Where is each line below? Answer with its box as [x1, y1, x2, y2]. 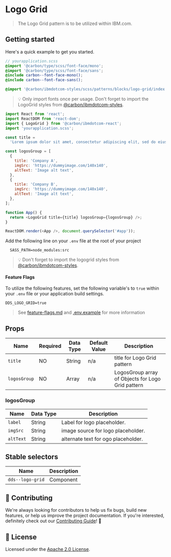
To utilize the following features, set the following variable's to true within [5, 285, 159, 291]
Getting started [5, 35, 55, 44]
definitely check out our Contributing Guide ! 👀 [5, 518, 102, 524]
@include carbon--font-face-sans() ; [5, 77, 83, 82]
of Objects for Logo [114, 375, 161, 382]
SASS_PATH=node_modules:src [10, 248, 70, 253]
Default [89, 340, 108, 347]
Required [39, 343, 62, 350]
